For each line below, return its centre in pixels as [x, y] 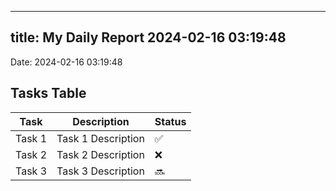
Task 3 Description [100, 171]
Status [170, 121]
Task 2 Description [100, 154]
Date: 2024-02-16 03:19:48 [66, 62]
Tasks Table [48, 93]
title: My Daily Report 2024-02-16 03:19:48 [148, 37]
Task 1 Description [100, 138]
